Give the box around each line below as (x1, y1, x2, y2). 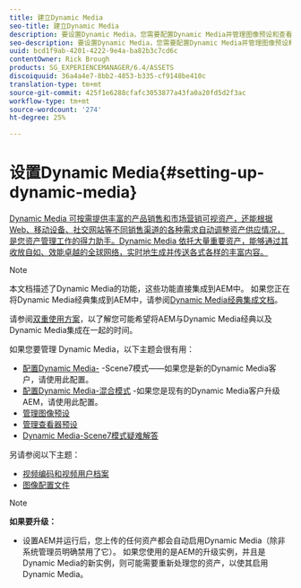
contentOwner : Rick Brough (9, 55, 110, 64)
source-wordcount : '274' (9, 105, 102, 114)
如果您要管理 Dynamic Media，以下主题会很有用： (9, 344, 195, 355)
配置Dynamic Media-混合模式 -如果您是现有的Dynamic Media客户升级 (21, 385, 280, 396)
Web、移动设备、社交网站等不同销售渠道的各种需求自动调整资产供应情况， (9, 224, 285, 235)
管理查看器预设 (21, 419, 78, 430)
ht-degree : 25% (9, 113, 66, 122)
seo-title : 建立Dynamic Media (9, 22, 119, 31)
